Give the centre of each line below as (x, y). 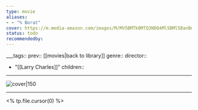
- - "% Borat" (24, 22)
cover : (14, 28)
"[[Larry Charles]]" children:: (49, 67)
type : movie (21, 11)
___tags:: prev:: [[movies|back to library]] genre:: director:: (77, 56)
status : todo (22, 34)
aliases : (17, 17)
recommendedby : (25, 39)
